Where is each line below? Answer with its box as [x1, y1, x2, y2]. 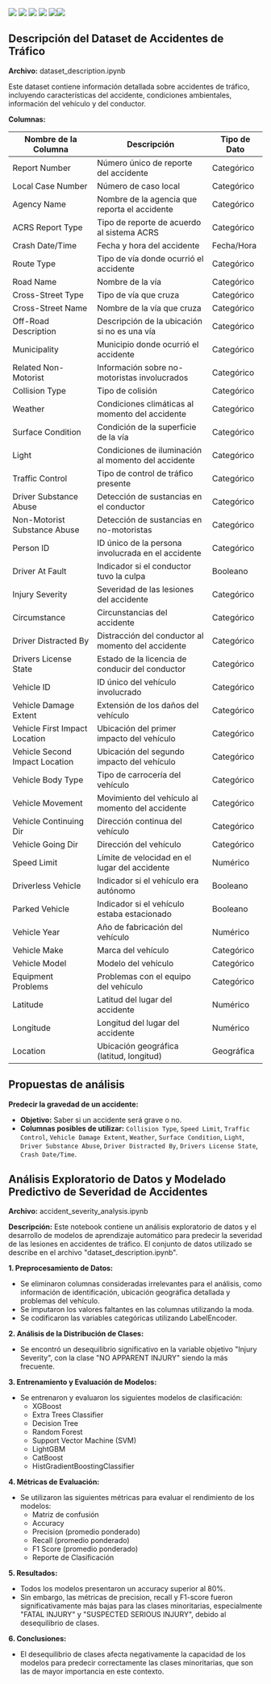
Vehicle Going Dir [12, 839, 78, 850]
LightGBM [31, 1444, 66, 1454]
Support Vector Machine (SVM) [31, 1436, 137, 1445]
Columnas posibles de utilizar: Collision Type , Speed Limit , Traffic [19, 1123, 250, 1133]
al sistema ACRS [96, 227, 160, 238]
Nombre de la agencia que [96, 194, 198, 205]
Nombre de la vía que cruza [96, 302, 202, 314]
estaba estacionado [96, 908, 172, 919]
